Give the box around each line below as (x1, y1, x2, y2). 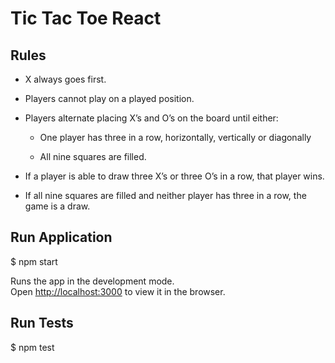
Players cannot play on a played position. (24, 93, 195, 104)
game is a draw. (24, 200, 91, 212)
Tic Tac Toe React (10, 7, 162, 30)
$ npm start (10, 255, 58, 267)
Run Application (10, 229, 113, 246)
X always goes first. (24, 73, 107, 85)
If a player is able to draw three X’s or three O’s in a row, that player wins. (24, 170, 325, 182)
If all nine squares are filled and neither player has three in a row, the (24, 190, 307, 201)
